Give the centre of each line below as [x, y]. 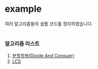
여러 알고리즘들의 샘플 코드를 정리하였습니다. [49, 24]
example [23, 9]
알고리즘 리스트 [22, 43]
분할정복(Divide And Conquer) [43, 56]
